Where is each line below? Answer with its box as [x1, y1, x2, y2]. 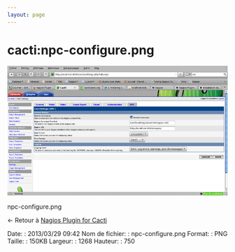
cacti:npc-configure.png [7, 42, 155, 58]
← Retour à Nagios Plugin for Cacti [7, 216, 107, 225]
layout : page [7, 11, 45, 18]
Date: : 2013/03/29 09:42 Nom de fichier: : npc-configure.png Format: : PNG [7, 230, 228, 238]
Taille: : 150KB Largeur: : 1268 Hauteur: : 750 [7, 237, 135, 246]
